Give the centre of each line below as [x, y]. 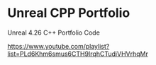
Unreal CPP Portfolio [69, 13]
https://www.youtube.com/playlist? [58, 46]
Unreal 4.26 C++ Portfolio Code [54, 32]
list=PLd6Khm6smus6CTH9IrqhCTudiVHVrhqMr [78, 54]
